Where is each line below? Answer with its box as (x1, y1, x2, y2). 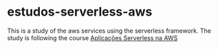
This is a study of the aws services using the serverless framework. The (7, 27, 212, 35)
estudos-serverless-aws (7, 4, 153, 20)
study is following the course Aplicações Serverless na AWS (7, 33, 178, 42)
